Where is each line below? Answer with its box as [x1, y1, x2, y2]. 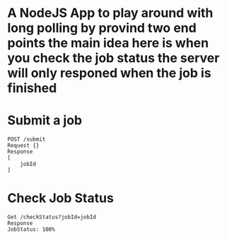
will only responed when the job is [7, 65, 211, 81]
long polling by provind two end [7, 20, 197, 36]
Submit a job [7, 112, 83, 129]
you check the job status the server [7, 50, 220, 66]
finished [7, 80, 57, 96]
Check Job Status [7, 190, 115, 206]
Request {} [7, 142, 40, 149]
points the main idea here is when [7, 35, 209, 51]
